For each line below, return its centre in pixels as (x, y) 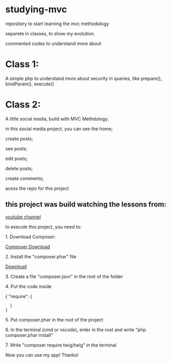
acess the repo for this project (37, 188)
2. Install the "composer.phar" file (41, 256)
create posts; (19, 138)
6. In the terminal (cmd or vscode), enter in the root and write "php (76, 330)
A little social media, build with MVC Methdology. (57, 118)
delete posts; (19, 168)
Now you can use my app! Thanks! (42, 355)
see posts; (16, 148)
